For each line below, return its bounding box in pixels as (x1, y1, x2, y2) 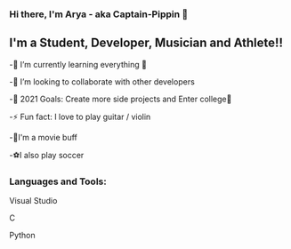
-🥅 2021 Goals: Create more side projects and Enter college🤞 (9, 93, 232, 104)
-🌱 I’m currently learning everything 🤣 (9, 59, 147, 69)
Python (9, 230, 36, 241)
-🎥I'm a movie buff (9, 132, 77, 142)
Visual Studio (9, 196, 58, 206)
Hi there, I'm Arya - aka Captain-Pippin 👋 (9, 8, 189, 20)
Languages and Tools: (9, 175, 107, 188)
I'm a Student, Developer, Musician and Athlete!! (9, 36, 283, 51)
